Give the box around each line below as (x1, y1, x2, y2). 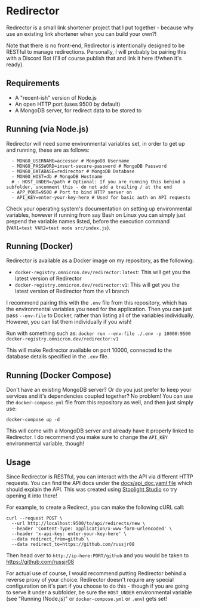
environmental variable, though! (6, 440, 85, 447)
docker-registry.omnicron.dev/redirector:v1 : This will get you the (14, 281, 180, 288)
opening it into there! (6, 492, 58, 499)
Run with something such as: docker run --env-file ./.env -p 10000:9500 (6, 330, 191, 337)
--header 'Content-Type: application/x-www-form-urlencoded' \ (11, 526, 172, 532)
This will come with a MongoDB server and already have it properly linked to (6, 427, 194, 434)
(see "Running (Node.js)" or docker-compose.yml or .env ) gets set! (6, 595, 167, 602)
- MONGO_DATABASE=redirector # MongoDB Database (11, 168, 135, 174)
